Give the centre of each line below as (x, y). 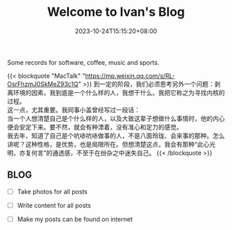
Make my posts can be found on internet (75, 219)
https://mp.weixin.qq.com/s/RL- (130, 76)
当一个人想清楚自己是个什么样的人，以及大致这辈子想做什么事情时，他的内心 (116, 118)
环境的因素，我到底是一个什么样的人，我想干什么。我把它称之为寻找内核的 (119, 92)
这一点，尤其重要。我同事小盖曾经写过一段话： (74, 109)
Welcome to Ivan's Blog (116, 12)
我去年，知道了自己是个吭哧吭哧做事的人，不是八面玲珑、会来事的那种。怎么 (116, 136)
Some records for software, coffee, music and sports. (84, 62)
